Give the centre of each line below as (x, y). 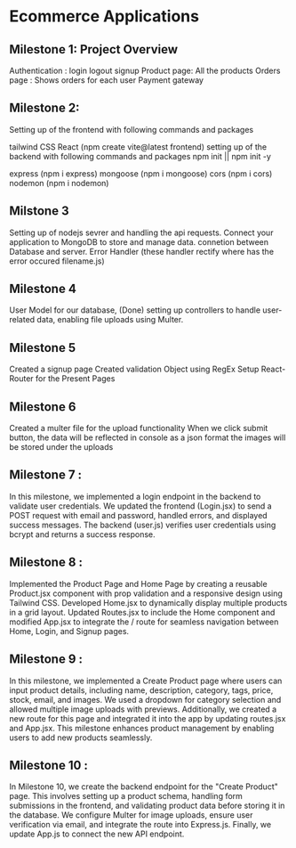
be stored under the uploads (61, 447)
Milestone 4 (43, 289)
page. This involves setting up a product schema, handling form (126, 796)
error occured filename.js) (57, 261)
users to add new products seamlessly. (81, 738)
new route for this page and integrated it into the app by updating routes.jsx (148, 718)
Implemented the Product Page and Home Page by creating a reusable (139, 583)
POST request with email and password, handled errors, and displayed (139, 515)
